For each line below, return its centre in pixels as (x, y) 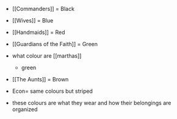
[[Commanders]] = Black (43, 9)
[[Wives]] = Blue (33, 20)
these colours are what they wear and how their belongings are (92, 103)
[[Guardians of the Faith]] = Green (55, 44)
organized (25, 109)
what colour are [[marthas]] (47, 56)
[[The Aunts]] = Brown (40, 79)
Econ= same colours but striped (52, 91)
